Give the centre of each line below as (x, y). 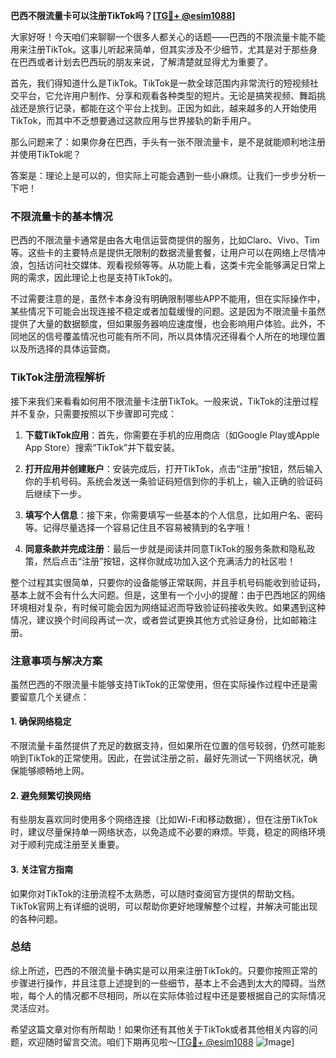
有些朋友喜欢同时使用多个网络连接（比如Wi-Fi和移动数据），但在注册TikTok (164, 820)
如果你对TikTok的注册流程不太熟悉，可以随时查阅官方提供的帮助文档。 (155, 893)
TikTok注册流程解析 (58, 377)
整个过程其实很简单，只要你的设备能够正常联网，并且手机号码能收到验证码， (168, 582)
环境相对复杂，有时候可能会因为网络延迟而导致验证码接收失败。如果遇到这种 (168, 607)
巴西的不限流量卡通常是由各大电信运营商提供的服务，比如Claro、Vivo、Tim (165, 240)
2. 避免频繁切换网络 (51, 795)
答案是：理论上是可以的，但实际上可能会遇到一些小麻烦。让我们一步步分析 (163, 175)
